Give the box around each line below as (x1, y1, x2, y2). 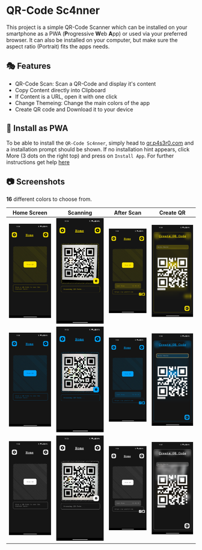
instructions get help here (6, 158, 70, 166)
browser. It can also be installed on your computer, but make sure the (6, 36, 178, 43)
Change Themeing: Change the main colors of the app (14, 99, 150, 106)
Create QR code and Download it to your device (14, 106, 133, 113)
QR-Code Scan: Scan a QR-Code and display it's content (14, 80, 156, 87)
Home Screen (12, 209, 48, 216)
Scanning (67, 209, 93, 216)
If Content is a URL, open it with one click (14, 93, 117, 100)
